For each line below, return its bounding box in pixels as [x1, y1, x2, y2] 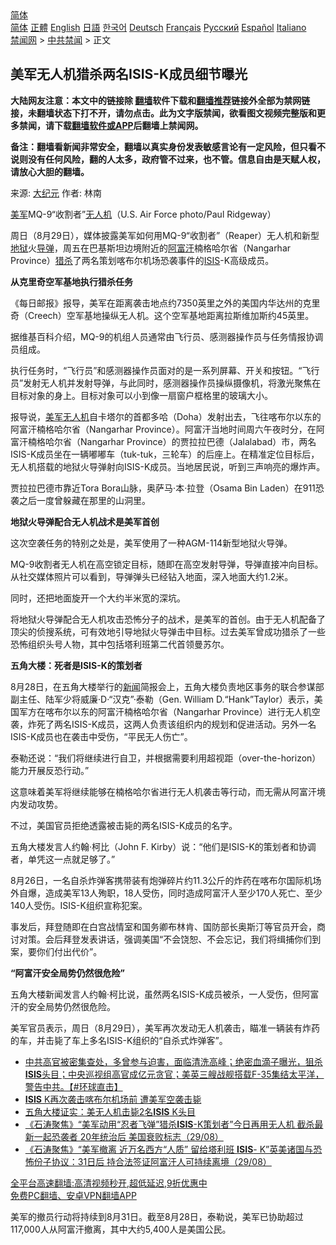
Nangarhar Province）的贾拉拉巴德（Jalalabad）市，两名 [79, 435, 317, 447]
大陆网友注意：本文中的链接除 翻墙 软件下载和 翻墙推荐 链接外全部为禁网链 [10, 94, 311, 106]
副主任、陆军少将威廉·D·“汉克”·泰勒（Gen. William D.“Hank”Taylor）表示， [10, 693, 315, 705]
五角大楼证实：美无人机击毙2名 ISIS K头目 [24, 1105, 196, 1117]
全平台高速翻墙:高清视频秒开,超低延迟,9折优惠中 [10, 1177, 208, 1189]
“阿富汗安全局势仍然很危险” [10, 967, 126, 979]
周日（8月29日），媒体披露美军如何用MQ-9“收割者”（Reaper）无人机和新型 [10, 229, 320, 241]
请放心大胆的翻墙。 [10, 165, 90, 177]
